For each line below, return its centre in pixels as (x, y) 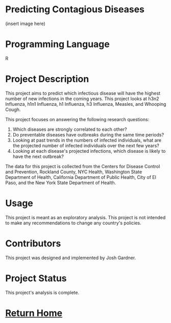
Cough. (13, 109)
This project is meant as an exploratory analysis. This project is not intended (86, 217)
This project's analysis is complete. (42, 292)
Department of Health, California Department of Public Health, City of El (81, 177)
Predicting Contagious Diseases (75, 9)
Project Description (47, 79)
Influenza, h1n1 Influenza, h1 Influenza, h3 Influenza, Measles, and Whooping (86, 104)
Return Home (34, 313)
